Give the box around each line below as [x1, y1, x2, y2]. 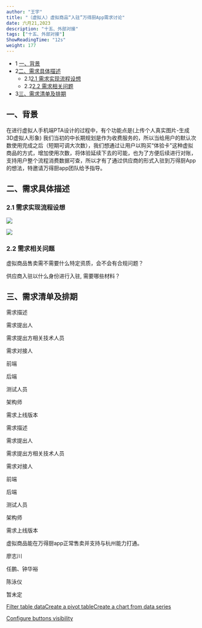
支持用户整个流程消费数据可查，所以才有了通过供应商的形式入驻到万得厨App [6, 156, 196, 164]
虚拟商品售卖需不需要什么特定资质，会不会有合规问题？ [6, 259, 144, 266]
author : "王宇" [6, 8, 43, 15]
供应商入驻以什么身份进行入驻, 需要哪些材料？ [6, 272, 121, 280]
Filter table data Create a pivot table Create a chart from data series [6, 603, 171, 610]
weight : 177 [6, 43, 36, 49]
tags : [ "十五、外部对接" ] [6, 31, 65, 37]
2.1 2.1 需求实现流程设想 [24, 75, 81, 82]
